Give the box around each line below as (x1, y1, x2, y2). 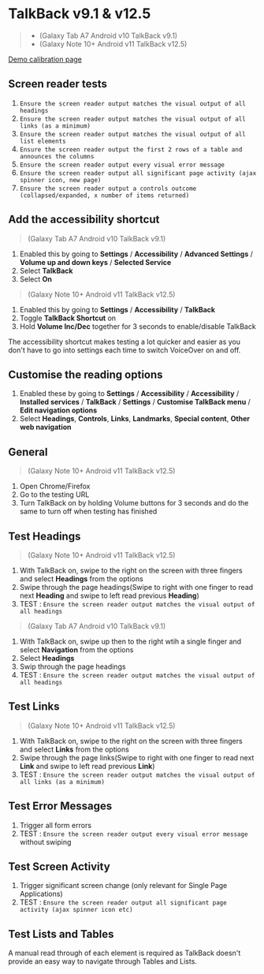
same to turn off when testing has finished (19, 506, 158, 517)
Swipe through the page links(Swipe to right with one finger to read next (19, 752, 255, 762)
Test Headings (8, 529, 81, 543)
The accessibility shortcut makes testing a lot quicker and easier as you (8, 337, 241, 346)
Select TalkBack (19, 266, 73, 275)
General (8, 445, 49, 458)
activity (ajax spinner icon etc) (19, 906, 133, 914)
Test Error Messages (8, 800, 113, 813)
